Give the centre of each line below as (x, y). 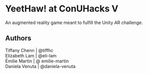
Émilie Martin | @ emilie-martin (37, 61)
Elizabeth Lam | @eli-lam (31, 55)
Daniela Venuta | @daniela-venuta (40, 66)
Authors (18, 38)
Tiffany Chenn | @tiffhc (29, 50)
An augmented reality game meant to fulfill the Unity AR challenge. (74, 22)
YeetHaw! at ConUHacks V (62, 9)
